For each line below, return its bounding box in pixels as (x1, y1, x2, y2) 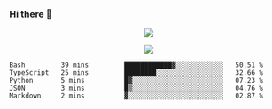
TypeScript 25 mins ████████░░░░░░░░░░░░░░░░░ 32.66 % (9, 69, 264, 77)
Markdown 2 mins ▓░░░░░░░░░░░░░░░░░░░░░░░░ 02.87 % (9, 91, 264, 100)
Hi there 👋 (9, 8, 53, 20)
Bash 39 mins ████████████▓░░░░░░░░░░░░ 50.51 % (9, 61, 264, 69)
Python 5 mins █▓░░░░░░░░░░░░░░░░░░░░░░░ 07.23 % (9, 76, 264, 85)
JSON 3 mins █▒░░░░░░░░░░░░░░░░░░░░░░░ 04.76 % (9, 84, 264, 93)
